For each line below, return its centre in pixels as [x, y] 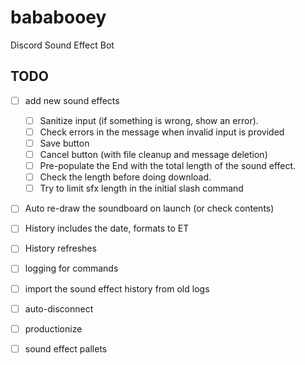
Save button [64, 143]
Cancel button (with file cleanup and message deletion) [153, 154]
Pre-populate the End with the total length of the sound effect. [168, 166]
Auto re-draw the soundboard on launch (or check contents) [149, 208]
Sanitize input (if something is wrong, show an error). [149, 120]
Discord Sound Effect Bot [62, 45]
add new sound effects [72, 100]
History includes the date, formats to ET [107, 228]
